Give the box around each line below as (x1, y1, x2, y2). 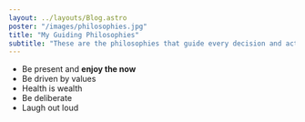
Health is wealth (21, 83, 83, 94)
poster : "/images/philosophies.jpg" (8, 22, 147, 31)
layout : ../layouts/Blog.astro (8, 13, 127, 23)
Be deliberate (21, 93, 73, 104)
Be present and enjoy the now (21, 64, 137, 75)
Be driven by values (21, 74, 97, 85)
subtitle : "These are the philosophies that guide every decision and (8, 38, 282, 48)
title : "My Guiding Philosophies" (8, 30, 140, 39)
